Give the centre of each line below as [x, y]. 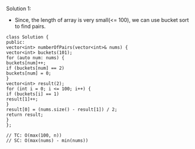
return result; [25, 115]
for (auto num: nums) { [35, 58]
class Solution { [27, 37]
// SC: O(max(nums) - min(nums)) [47, 141]
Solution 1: [19, 9]
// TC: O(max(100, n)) [34, 135]
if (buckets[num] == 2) [35, 68]
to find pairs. [30, 26]
